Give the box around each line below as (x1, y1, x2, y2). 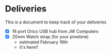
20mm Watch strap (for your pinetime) (12, 34, 89, 39)
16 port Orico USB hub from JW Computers (12, 28, 99, 34)
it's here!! (19, 44, 38, 50)
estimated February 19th (19, 39, 68, 45)
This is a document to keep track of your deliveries (5, 19, 107, 25)
